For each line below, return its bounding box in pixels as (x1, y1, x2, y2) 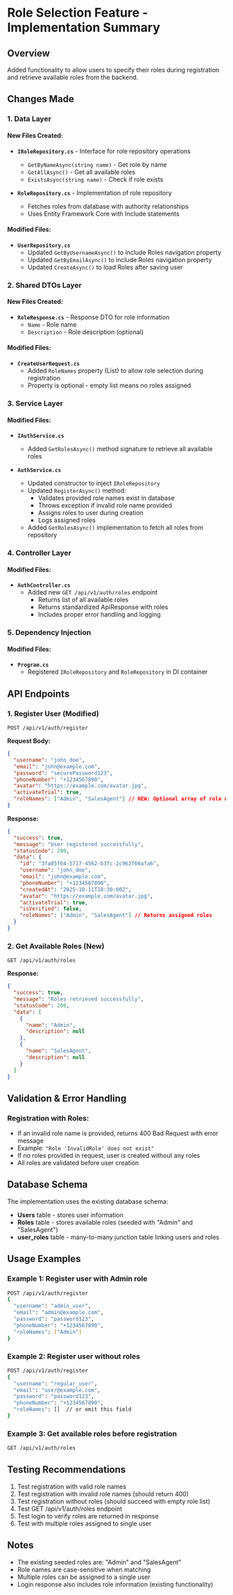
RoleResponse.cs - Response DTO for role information (17, 313, 170, 321)
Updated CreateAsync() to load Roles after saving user (27, 263, 183, 271)
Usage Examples (7, 1253, 81, 1265)
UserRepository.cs (17, 242, 71, 249)
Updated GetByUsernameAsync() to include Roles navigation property (27, 248, 222, 257)
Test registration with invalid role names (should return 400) (17, 1489, 189, 1498)
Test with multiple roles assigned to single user (17, 1519, 152, 1528)
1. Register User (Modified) (7, 709, 99, 718)
